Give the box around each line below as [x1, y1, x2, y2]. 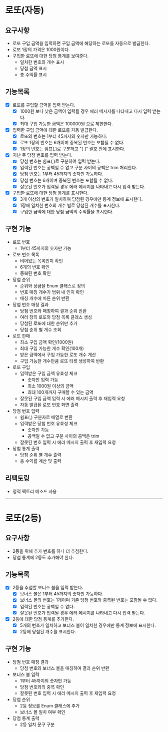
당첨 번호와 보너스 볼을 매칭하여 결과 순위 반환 [19, 665, 109, 671]
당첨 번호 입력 [12, 408, 39, 414]
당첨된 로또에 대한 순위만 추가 [19, 320, 77, 326]
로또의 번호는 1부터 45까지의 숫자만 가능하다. [19, 133, 107, 139]
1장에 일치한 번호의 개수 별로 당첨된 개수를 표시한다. [19, 202, 121, 208]
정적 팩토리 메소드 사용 [12, 488, 57, 494]
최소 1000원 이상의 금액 [27, 383, 74, 389]
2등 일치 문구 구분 [19, 721, 55, 727]
